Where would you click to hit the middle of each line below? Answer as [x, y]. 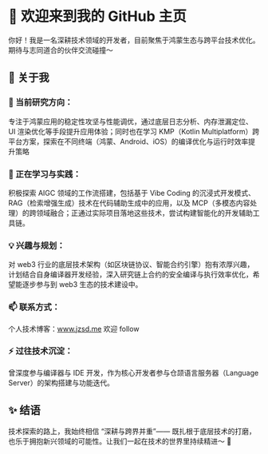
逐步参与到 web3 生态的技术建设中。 [82, 285]
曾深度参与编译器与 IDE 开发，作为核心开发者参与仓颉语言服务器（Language [134, 372]
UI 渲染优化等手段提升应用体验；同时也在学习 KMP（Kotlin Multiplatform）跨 [134, 131]
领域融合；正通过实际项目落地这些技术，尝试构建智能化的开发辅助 [144, 213]
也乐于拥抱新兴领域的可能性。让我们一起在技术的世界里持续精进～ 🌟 [120, 441]
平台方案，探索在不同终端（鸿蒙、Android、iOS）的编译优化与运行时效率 [128, 141]
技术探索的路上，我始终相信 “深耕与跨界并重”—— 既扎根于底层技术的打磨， [132, 431]
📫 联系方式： [34, 307]
